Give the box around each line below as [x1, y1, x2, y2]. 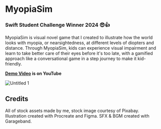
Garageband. [5, 118, 32, 125]
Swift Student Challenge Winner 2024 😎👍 [5, 21, 110, 28]
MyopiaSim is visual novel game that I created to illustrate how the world [5, 35, 153, 41]
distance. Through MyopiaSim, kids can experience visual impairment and [5, 45, 157, 51]
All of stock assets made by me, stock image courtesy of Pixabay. [5, 108, 140, 114]
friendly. [5, 61, 22, 67]
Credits [5, 94, 29, 103]
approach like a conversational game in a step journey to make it [5, 56, 137, 62]
